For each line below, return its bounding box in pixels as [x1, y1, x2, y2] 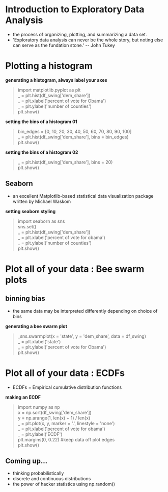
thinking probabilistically [12, 470, 64, 476]
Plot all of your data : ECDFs [5, 367, 125, 379]
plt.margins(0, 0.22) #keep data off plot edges [17, 436, 115, 442]
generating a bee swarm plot [5, 323, 68, 329]
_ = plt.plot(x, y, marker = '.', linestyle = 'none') [17, 420, 115, 426]
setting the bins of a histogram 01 [5, 119, 77, 125]
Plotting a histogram [5, 60, 93, 72]
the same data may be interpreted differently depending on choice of [12, 308, 158, 314]
